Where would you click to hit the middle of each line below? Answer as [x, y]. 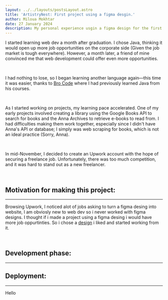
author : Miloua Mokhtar [30, 19]
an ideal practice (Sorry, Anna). [37, 134]
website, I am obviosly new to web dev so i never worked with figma [75, 212]
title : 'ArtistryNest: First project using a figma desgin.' [70, 14]
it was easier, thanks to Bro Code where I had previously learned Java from [82, 83]
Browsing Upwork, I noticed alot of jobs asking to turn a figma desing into [81, 206]
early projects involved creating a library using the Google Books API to [79, 113]
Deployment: [26, 276]
